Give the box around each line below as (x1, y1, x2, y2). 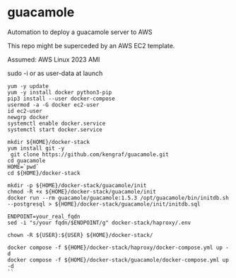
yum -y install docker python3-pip (7, 89, 112, 96)
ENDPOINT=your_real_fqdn (7, 213, 81, 220)
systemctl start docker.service (7, 126, 102, 133)
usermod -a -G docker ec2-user (7, 101, 100, 109)
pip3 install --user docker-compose (7, 95, 115, 102)
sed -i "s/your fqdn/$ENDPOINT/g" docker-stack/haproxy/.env (7, 219, 191, 226)
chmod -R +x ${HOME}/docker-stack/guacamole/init (7, 188, 157, 195)
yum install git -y (7, 145, 65, 152)
